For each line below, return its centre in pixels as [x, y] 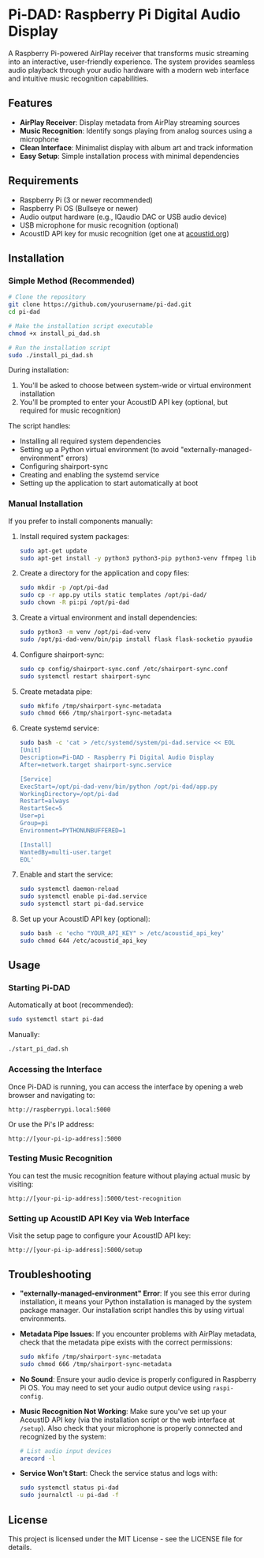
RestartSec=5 [41, 809]
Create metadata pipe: [56, 691]
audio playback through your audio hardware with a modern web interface [129, 70]
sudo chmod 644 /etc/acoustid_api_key [83, 941]
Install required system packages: [74, 536]
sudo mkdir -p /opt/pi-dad [64, 588]
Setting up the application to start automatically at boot [109, 483]
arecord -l [37, 1458]
